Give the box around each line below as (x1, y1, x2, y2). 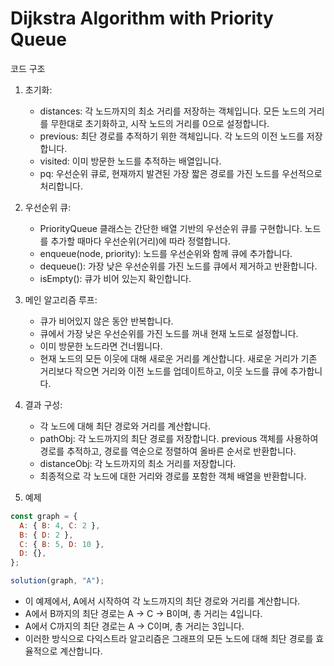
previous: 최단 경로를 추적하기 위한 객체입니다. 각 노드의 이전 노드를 (39, 130, 305, 142)
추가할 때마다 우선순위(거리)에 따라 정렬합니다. (50, 235, 232, 247)
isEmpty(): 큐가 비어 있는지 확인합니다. (39, 272, 192, 284)
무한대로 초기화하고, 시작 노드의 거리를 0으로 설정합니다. (50, 117, 270, 129)
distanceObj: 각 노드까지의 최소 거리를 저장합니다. (39, 457, 237, 469)
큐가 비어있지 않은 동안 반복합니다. (39, 315, 174, 327)
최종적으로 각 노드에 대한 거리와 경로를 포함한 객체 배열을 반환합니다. (39, 470, 307, 482)
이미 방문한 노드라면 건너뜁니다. (39, 340, 163, 352)
